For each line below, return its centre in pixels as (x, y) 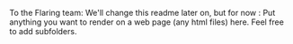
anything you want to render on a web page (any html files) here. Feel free (147, 22)
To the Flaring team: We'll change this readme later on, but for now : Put (142, 13)
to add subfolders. (43, 31)
